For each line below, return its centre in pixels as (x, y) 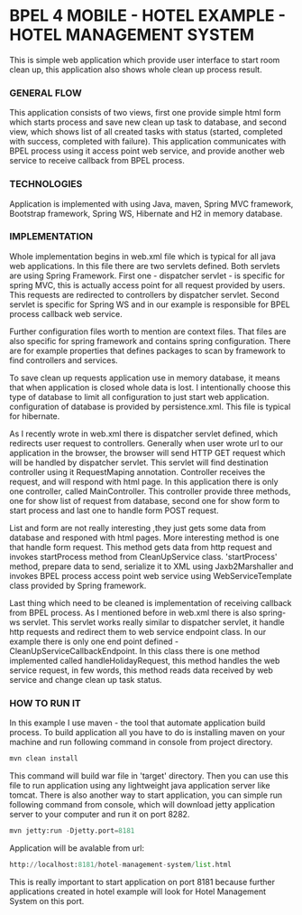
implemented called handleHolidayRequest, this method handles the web (145, 660)
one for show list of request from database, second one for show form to (145, 500)
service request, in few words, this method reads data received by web (141, 670)
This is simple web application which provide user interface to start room (145, 60)
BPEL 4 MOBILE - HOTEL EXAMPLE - (148, 16)
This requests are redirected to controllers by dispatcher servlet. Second (144, 294)
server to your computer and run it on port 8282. (100, 814)
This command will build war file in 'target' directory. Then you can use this (149, 776)
